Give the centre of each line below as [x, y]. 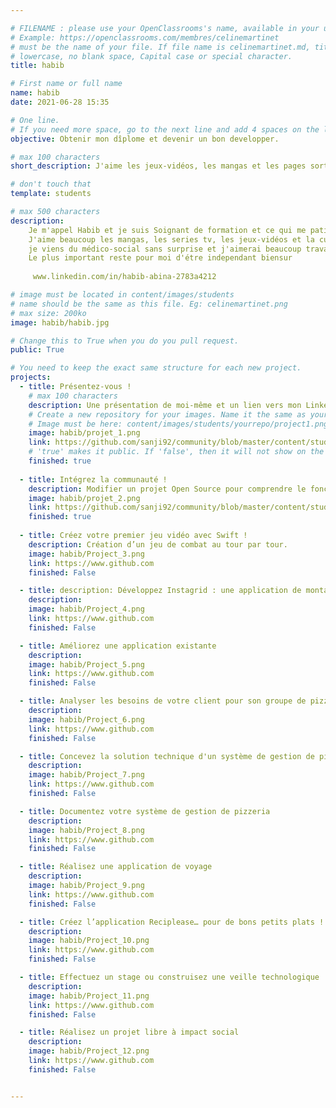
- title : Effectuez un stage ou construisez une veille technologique [169, 977]
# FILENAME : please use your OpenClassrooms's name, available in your [165, 28]
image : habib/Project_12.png [89, 1051]
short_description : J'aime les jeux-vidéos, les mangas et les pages [158, 166]
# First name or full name [66, 84]
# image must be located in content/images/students [122, 295]
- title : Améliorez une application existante [118, 646]
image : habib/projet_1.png [84, 433]
